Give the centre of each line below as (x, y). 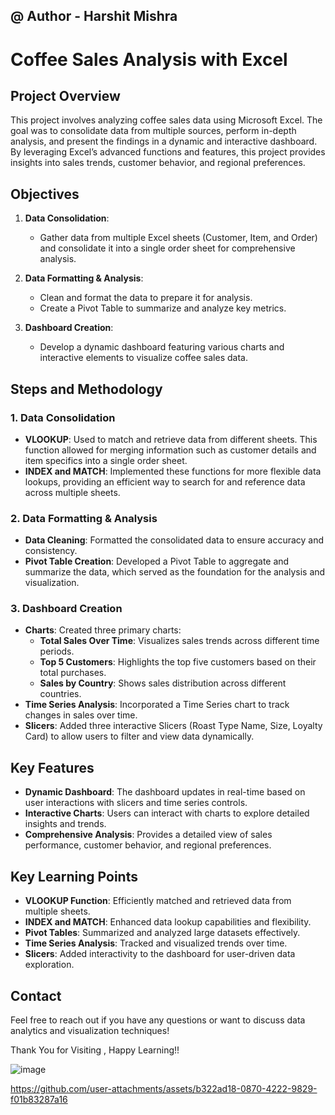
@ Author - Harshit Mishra (94, 16)
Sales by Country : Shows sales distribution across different (163, 683)
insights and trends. (65, 824)
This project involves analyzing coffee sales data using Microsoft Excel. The (166, 120)
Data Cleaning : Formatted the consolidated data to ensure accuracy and (174, 540)
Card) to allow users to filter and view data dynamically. (139, 736)
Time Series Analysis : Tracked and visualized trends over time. (156, 943)
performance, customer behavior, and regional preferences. (148, 845)
